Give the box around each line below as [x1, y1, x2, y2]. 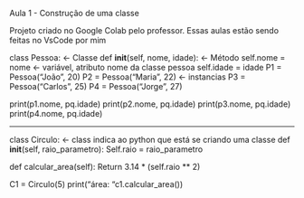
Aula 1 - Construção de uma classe [9, 8, 140, 18]
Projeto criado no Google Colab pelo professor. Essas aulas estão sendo [9, 25, 279, 35]
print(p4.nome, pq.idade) [9, 108, 103, 118]
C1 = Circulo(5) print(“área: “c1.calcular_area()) [9, 179, 184, 189]
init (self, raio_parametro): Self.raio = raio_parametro [9, 144, 204, 155]
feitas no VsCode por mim [9, 35, 107, 45]
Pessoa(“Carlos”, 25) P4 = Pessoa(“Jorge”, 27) [9, 81, 183, 91]
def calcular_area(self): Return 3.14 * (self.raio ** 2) [9, 162, 201, 172]
